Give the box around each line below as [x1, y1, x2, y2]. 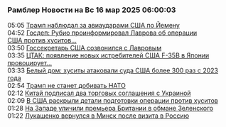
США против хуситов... [7, 36, 77, 45]
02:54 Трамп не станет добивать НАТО [7, 82, 126, 90]
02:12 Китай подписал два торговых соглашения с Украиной [7, 89, 191, 97]
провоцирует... [7, 59, 52, 67]
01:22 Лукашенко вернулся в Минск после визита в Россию [7, 111, 190, 120]
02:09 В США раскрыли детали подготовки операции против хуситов [7, 96, 218, 105]
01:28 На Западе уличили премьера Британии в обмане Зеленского [7, 104, 214, 113]
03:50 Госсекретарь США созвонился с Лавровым [7, 44, 162, 53]
